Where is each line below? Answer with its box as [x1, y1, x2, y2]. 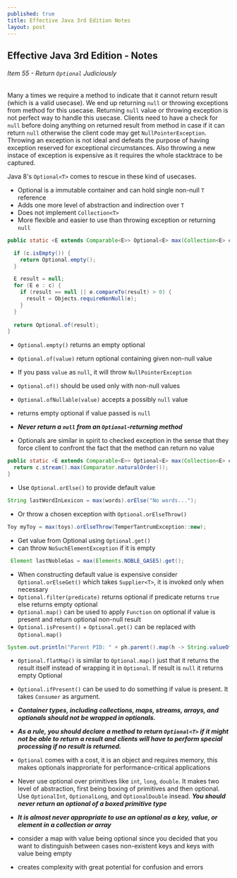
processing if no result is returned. [17, 742, 122, 751]
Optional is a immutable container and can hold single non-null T [17, 185, 205, 194]
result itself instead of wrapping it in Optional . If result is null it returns [17, 664, 224, 672]
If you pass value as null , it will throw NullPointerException [17, 368, 192, 377]
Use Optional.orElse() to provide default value [17, 483, 156, 492]
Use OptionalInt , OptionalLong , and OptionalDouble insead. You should [17, 792, 226, 800]
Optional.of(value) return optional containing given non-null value [17, 354, 213, 363]
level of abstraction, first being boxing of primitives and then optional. [17, 784, 220, 793]
